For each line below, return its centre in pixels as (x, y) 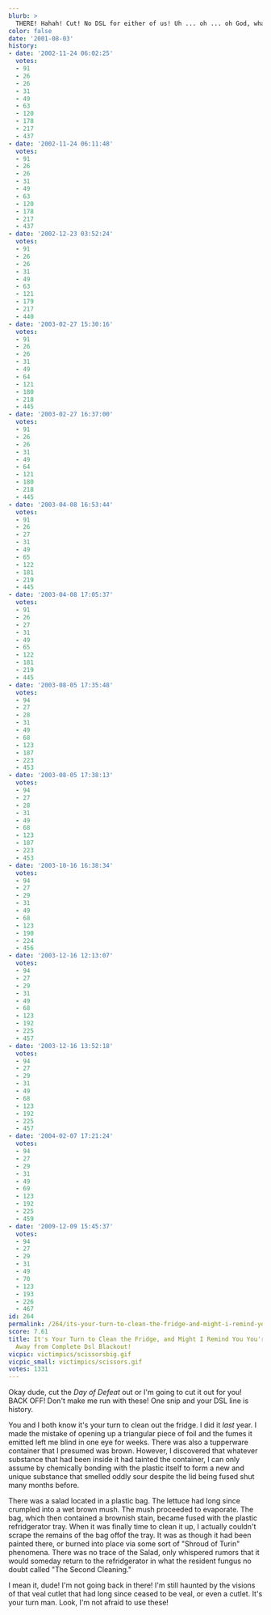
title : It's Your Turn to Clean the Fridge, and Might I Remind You (126, 1339)
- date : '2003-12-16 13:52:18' (61, 1046)
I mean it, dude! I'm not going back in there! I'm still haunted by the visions (132, 1585)
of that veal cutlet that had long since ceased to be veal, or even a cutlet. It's (135, 1594)
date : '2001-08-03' (41, 38)
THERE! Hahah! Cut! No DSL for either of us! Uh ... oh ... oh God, (133, 23)
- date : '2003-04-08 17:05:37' (61, 595)
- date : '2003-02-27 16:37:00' (61, 414)
